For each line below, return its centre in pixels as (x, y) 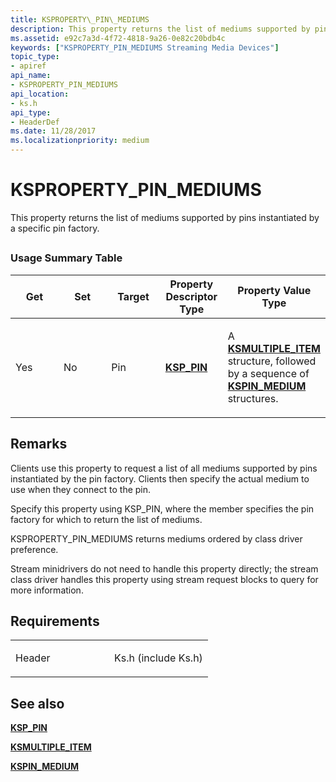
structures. (253, 398)
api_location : (40, 94)
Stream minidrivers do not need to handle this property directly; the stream (164, 568)
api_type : (31, 112)
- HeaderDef (35, 122)
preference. (34, 549)
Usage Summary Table (66, 258)
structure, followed (272, 361)
